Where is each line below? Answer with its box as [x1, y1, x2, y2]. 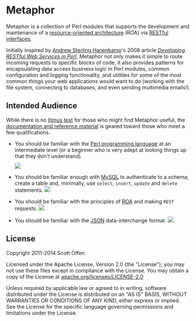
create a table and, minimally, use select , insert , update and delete [14, 180, 178, 187]
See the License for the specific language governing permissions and [6, 303, 174, 310]
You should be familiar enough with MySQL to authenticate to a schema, [14, 173, 189, 180]
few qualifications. [6, 129, 51, 136]
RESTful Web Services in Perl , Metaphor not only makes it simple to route [6, 53, 183, 60]
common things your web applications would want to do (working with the [6, 77, 185, 85]
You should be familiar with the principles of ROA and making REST [14, 198, 174, 205]
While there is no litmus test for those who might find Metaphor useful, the [6, 116, 185, 123]
